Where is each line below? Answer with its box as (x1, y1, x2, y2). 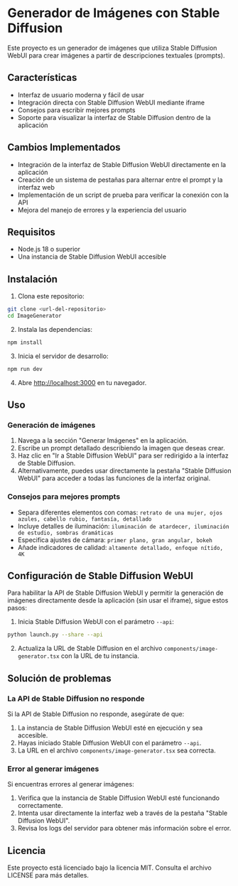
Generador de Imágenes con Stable (7, 5, 220, 21)
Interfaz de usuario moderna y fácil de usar (17, 90, 144, 99)
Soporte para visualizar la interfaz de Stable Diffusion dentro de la (17, 113, 211, 121)
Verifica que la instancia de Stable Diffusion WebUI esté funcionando (17, 794, 220, 802)
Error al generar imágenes (7, 764, 99, 774)
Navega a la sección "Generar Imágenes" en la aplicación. (17, 436, 188, 445)
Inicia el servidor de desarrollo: (17, 352, 109, 360)
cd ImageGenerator (7, 313, 62, 320)
